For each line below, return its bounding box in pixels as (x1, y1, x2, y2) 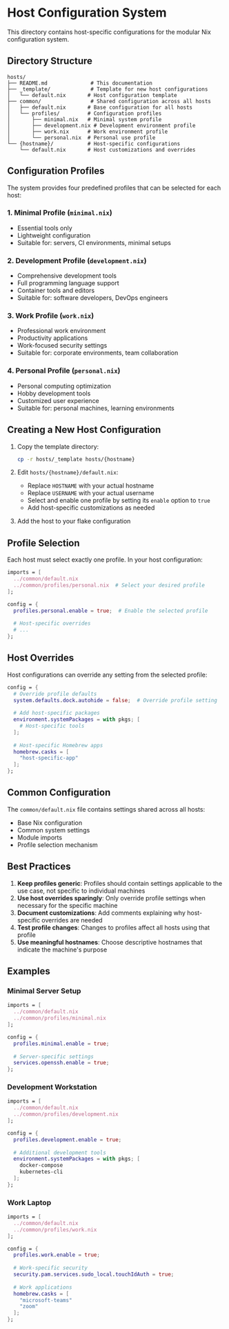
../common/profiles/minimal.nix (13, 1015, 107, 1022)
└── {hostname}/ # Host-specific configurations (7, 140, 181, 147)
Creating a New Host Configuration (7, 424, 161, 436)
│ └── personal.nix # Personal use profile (7, 134, 156, 141)
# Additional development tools (13, 1149, 107, 1156)
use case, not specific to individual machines (17, 886, 146, 895)
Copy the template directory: (17, 442, 99, 451)
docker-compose (19, 1162, 63, 1169)
